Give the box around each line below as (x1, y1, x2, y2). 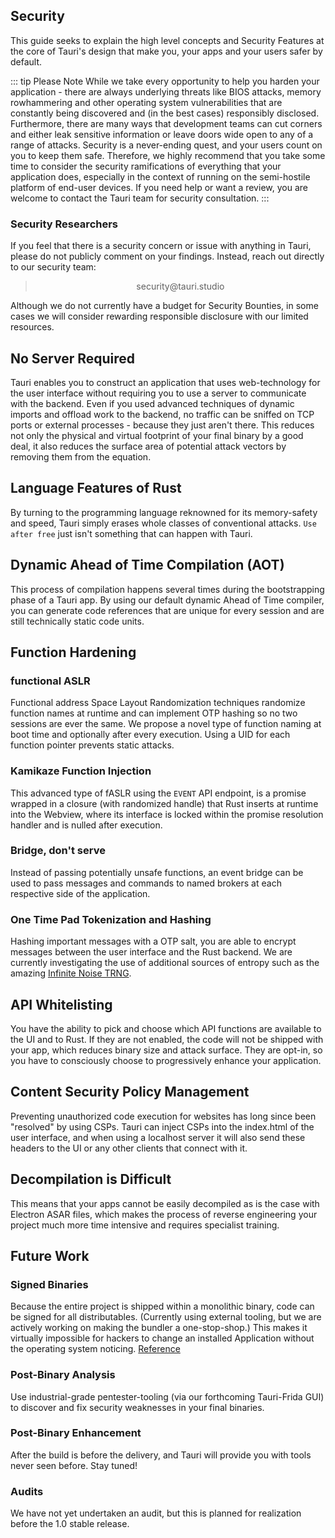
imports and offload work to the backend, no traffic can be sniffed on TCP (10, 408, 315, 420)
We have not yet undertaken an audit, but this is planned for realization (10, 1507, 302, 1519)
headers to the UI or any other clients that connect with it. (10, 1142, 248, 1154)
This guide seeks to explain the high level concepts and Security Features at (10, 34, 325, 46)
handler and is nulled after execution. (10, 819, 163, 831)
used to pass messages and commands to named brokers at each (10, 877, 282, 889)
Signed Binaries (10, 1277, 89, 1291)
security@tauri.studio (136, 280, 225, 293)
